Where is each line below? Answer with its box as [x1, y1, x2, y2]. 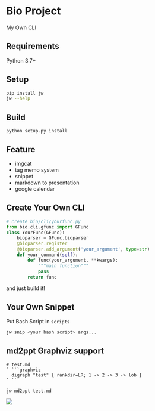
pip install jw [6, 90, 44, 96]
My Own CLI [6, 24, 37, 31]
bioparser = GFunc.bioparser [17, 235, 89, 241]
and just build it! [6, 285, 46, 292]
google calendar [14, 185, 55, 192]
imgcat [14, 160, 32, 167]
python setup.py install [6, 128, 68, 134]
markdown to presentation [14, 179, 80, 186]
